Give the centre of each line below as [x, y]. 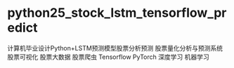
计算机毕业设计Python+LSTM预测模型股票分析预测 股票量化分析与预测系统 [115, 48]
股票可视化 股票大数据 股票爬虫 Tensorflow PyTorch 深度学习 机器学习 [108, 57]
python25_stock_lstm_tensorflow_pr [117, 13]
